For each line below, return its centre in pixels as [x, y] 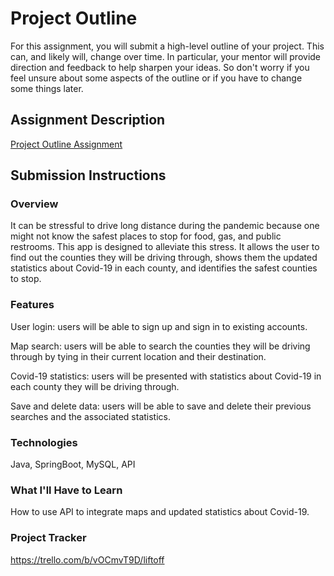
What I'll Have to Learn [66, 490]
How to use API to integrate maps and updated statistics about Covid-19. [160, 512]
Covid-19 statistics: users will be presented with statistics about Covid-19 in [166, 376]
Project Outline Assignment [66, 144]
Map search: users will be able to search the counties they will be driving [160, 346]
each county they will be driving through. [95, 386]
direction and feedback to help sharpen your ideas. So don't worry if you [160, 67]
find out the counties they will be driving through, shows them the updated [164, 258]
